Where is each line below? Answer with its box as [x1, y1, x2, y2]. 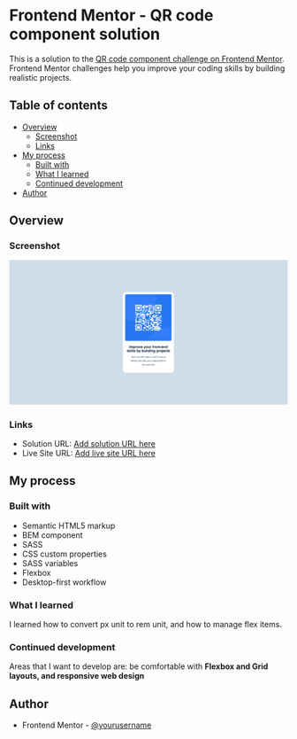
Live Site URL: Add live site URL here [21, 448, 156, 459]
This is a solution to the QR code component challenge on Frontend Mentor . [9, 53, 285, 64]
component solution [9, 24, 161, 44]
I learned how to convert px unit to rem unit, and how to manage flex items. [9, 619, 283, 630]
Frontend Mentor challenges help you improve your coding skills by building [9, 63, 286, 74]
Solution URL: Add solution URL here [21, 439, 156, 449]
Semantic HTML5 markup [21, 520, 116, 531]
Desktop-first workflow [21, 577, 107, 587]
